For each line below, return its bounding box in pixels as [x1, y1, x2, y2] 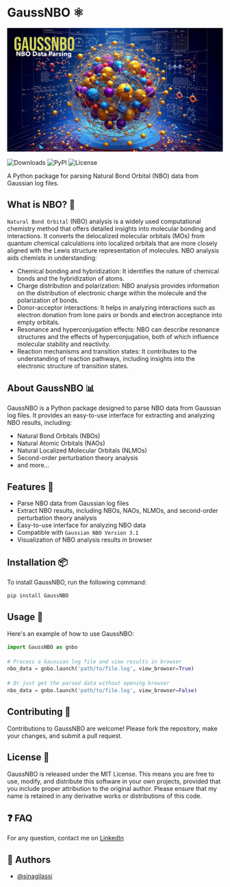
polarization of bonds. [16, 296, 79, 304]
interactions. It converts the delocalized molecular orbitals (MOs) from [7, 231, 205, 240]
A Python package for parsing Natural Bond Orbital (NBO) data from [7, 172, 199, 180]
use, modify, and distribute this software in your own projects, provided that [7, 777, 221, 785]
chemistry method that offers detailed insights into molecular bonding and [7, 224, 216, 233]
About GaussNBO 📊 [7, 382, 95, 394]
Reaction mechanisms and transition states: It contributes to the [16, 347, 197, 355]
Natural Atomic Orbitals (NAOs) [16, 439, 105, 448]
